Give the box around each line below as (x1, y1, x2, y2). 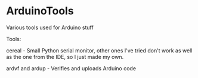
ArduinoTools (6, 4, 74, 18)
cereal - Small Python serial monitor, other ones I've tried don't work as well (6, 46, 193, 54)
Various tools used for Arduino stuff (6, 24, 94, 31)
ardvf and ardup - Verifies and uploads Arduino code (6, 64, 136, 72)
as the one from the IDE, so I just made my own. (6, 53, 124, 60)
